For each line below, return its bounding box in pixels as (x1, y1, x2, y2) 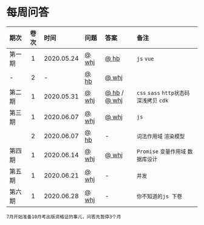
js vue (136, 55, 154, 62)
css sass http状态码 (136, 89, 190, 96)
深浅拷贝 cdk (136, 97, 169, 104)
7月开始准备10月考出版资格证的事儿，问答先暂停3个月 (6, 213, 121, 220)
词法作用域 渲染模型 (136, 133, 185, 140)
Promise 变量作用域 (136, 148, 186, 155)
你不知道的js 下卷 (136, 193, 183, 199)
